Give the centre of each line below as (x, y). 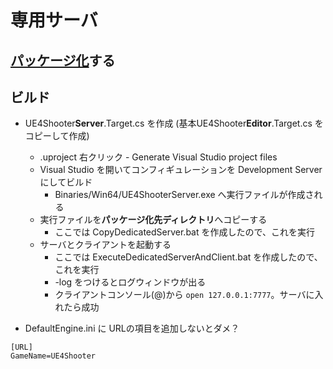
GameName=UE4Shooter (53, 356)
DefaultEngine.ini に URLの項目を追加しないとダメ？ (132, 328)
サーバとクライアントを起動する (105, 245)
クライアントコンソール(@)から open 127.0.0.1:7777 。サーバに (184, 295)
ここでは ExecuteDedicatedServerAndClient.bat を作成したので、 (188, 257)
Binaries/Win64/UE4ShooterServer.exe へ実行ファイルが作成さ (184, 195)
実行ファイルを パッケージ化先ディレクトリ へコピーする (153, 220)
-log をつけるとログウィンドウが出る (130, 282)
